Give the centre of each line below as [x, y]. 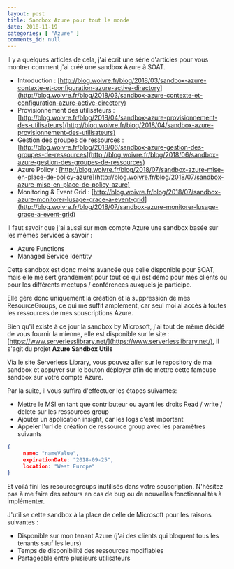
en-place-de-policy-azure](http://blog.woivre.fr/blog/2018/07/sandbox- [120, 177]
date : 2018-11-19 [32, 27]
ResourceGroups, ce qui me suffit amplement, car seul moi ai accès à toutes [117, 305]
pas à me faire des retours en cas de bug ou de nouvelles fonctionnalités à [115, 494]
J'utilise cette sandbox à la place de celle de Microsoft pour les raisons [109, 514]
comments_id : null [34, 40]
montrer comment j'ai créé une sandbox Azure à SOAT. [86, 67]
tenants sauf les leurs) [49, 543]
